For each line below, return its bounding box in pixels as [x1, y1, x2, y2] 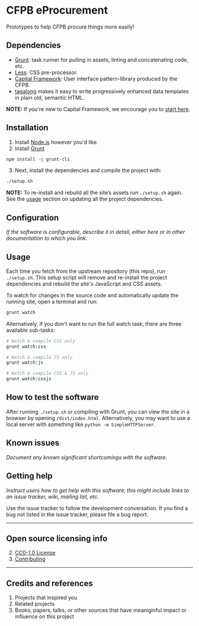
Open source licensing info [6, 533, 108, 544]
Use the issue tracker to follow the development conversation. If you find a [6, 504, 188, 511]
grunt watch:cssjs [6, 376, 52, 382]
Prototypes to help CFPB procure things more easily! [6, 23, 134, 30]
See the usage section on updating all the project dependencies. [6, 195, 164, 202]
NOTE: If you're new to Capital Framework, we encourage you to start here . [6, 105, 191, 113]
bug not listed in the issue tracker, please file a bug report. [6, 511, 149, 518]
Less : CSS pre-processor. [14, 69, 78, 76]
